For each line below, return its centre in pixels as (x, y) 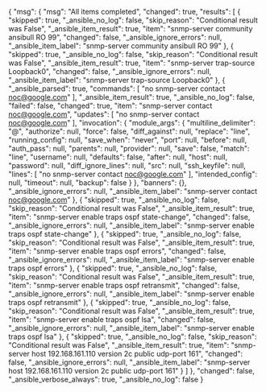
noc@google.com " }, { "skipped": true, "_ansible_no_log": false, (114, 200)
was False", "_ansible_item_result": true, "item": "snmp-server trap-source (132, 63)
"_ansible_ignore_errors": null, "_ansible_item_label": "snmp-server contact (133, 191)
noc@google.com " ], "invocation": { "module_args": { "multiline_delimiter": (132, 123)
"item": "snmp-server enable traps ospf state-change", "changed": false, (129, 217)
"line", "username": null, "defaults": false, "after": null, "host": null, (118, 157)
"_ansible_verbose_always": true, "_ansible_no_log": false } (106, 379)
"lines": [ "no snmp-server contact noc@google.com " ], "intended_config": (133, 174)
